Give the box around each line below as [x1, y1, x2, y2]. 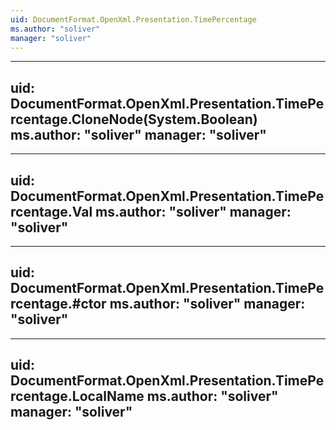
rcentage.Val [10, 203, 93, 220]
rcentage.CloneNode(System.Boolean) [10, 111, 258, 128]
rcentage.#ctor [10, 296, 107, 313]
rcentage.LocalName [10, 388, 145, 405]
